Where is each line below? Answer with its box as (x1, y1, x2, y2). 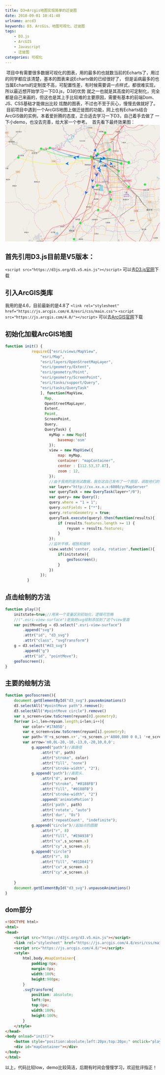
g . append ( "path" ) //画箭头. (31, 771, 84, 776)
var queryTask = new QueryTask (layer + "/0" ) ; (49, 489, 141, 494)
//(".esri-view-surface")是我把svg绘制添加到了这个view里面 (14, 617, 130, 622)
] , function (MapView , (40, 390, 84, 396)
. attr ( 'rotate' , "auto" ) (40, 807, 91, 813)
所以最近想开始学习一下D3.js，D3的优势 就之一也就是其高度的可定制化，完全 (5, 88, 160, 94)
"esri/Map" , (40, 354, 65, 359)
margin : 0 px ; (31, 966, 56, 971)
